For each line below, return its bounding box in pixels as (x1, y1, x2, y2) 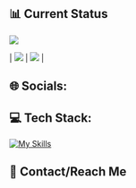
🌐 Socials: (9, 79, 68, 94)
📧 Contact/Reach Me (9, 164, 127, 180)
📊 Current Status (9, 6, 108, 21)
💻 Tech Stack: (9, 110, 92, 125)
